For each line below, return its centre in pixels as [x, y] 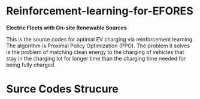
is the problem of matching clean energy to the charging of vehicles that [95, 52]
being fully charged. [31, 65]
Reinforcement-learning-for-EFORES [100, 11]
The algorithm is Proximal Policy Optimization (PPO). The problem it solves [98, 46]
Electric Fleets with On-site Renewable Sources [66, 28]
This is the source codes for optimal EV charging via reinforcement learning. [100, 39]
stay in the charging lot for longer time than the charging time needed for [96, 58]
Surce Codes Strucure [62, 89]
